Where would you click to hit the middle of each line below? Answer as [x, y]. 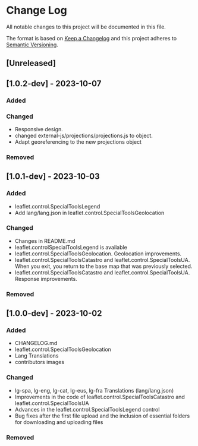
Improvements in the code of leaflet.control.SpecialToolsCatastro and [100, 397]
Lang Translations [37, 356]
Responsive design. [39, 129]
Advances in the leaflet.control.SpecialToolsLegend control [87, 409]
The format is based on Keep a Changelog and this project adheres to [92, 38]
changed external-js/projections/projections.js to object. [84, 135]
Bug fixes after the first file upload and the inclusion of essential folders [102, 416]
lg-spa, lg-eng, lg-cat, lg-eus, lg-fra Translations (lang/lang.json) [94, 390]
